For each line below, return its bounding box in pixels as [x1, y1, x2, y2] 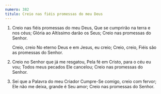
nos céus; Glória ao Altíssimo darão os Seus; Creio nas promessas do [12, 30, 151, 36]
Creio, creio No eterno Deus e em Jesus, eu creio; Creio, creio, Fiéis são [12, 44, 157, 50]
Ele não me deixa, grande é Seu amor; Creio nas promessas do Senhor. [12, 83, 155, 89]
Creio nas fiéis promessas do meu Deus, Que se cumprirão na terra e [12, 25, 151, 30]
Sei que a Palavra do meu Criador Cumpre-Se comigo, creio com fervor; [12, 78, 157, 84]
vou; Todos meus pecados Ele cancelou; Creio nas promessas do [12, 64, 143, 70]
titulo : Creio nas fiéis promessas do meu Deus [5, 12, 103, 16]
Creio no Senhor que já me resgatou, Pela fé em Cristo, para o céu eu [12, 59, 151, 65]
